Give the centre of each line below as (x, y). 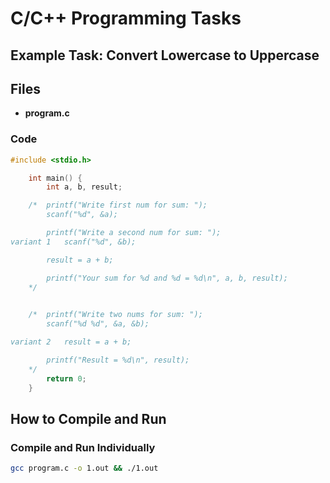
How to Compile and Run (88, 418)
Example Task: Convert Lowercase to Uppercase (165, 55)
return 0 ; (66, 378)
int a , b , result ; (84, 187)
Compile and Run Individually (83, 447)
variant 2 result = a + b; (71, 342)
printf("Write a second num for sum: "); (134, 233)
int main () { (55, 178)
